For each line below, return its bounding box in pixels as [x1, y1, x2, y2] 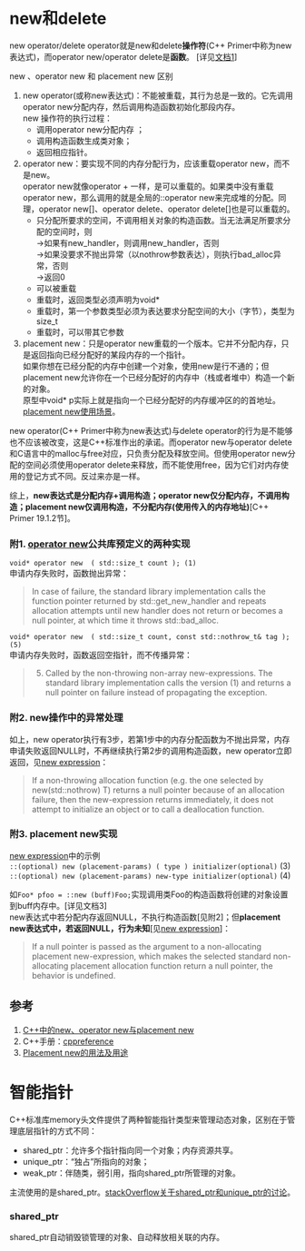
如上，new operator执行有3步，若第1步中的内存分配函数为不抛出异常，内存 [9, 734, 290, 744]
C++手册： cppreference [22, 1036, 114, 1047]
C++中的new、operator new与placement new [22, 1024, 194, 1035]
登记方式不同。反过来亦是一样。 [25, 470, 145, 481]
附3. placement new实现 [9, 828, 118, 841]
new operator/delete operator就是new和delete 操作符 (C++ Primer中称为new [9, 40, 292, 51]
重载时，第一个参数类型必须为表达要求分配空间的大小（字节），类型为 [35, 305, 295, 316]
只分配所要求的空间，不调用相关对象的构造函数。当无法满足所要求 [35, 214, 283, 225]
